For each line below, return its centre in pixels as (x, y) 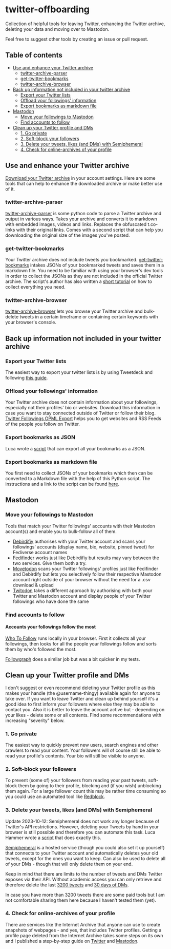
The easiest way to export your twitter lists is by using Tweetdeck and (79, 372)
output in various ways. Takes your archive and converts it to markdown (81, 219)
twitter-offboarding (48, 10)
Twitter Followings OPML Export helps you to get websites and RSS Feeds (83, 419)
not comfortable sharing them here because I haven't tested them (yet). (81, 900)
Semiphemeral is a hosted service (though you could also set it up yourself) (85, 847)
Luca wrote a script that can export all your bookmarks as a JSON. (76, 448)
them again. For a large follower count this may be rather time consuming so (86, 791)
